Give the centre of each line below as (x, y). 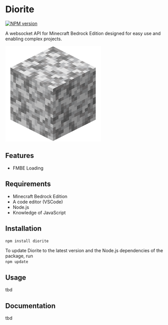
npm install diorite (27, 241)
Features (20, 156)
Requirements (28, 184)
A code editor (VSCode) (38, 202)
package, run (19, 256)
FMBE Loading (28, 168)
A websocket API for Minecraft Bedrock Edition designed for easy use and (83, 33)
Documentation (31, 306)
